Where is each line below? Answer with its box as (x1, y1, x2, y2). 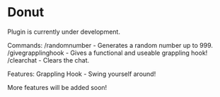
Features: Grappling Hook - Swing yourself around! (7, 70, 156, 78)
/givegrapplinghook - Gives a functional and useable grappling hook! (7, 48, 208, 57)
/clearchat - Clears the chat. (7, 56, 90, 64)
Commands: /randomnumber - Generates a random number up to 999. (7, 41, 214, 49)
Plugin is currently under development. (7, 27, 120, 36)
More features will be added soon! (7, 83, 108, 91)
